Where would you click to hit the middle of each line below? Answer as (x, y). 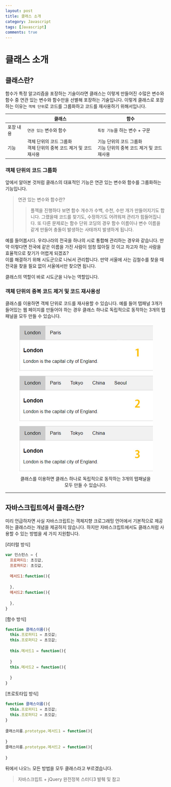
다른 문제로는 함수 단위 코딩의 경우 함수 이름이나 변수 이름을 (102, 223)
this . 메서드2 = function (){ (38, 667)
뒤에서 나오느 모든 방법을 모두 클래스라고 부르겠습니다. (59, 768)
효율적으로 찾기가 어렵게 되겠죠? (37, 253)
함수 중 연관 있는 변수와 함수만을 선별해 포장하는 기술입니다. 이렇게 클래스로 (80, 100)
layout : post (19, 11)
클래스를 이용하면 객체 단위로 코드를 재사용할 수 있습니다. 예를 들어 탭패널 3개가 (84, 304)
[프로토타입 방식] (22, 694)
